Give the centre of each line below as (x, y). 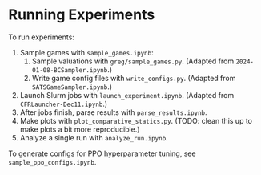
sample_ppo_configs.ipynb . (52, 161)
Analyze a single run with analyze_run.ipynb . (94, 137)
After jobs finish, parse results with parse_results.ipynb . (113, 112)
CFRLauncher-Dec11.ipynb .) (64, 104)
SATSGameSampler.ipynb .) (72, 87)
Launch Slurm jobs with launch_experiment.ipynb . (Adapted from (127, 95)
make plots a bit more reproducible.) (80, 129)
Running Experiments (82, 15)
